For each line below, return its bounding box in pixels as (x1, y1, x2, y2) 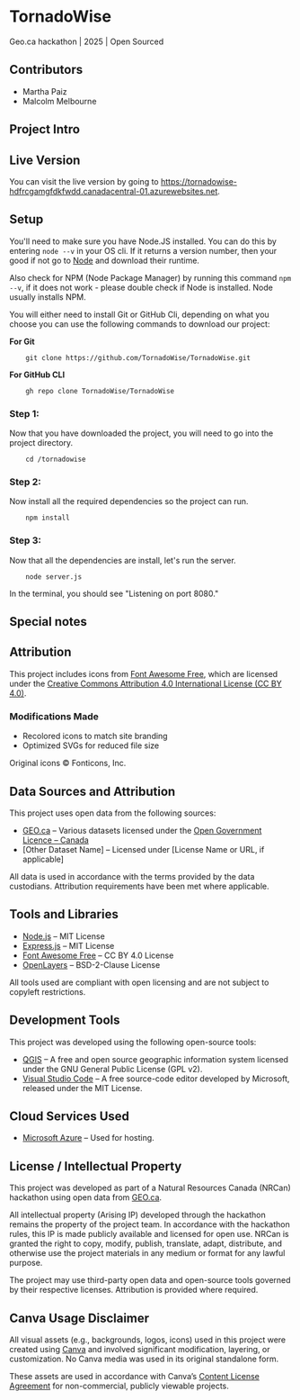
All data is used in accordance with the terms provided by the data (9, 871, 255, 881)
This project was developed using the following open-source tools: (9, 1036, 257, 1047)
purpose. (9, 1258, 43, 1269)
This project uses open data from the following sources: (9, 808, 216, 818)
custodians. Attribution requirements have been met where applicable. (9, 881, 269, 891)
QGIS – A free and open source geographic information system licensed (22, 1053, 289, 1064)
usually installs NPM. (9, 291, 87, 303)
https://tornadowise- (160, 176, 238, 186)
